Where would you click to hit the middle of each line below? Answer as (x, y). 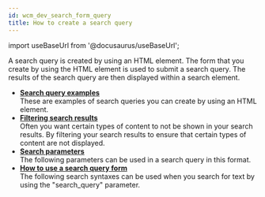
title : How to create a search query (70, 23)
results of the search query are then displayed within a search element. (124, 77)
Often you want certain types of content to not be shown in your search (136, 126)
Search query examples (60, 92)
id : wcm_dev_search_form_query (60, 15)
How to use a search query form (74, 168)
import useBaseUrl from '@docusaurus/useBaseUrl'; (94, 45)
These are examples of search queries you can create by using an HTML (138, 101)
